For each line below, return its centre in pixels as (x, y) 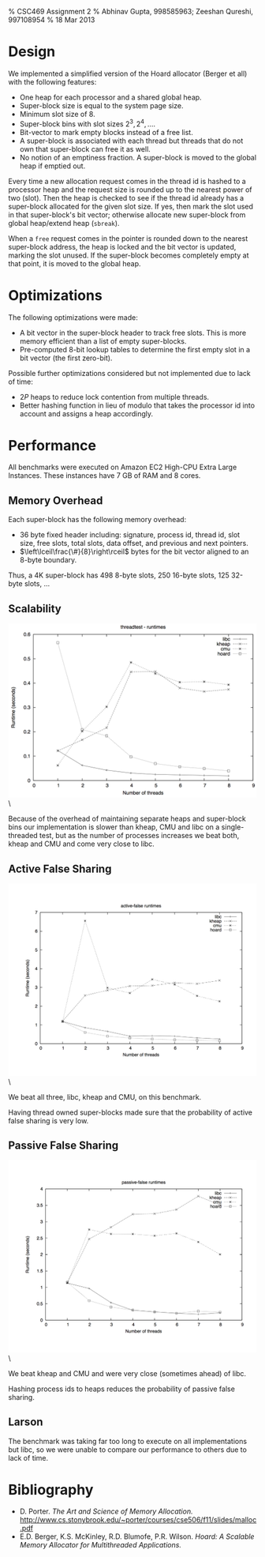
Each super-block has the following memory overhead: (97, 520)
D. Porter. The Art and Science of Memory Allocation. (106, 1511)
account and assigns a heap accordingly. (86, 413)
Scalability (35, 609)
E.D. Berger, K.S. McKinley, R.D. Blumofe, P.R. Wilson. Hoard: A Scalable (137, 1536)
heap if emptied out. (52, 166)
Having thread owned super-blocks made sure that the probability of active (131, 1112)
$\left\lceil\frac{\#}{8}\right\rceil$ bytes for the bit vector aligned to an (134, 551)
